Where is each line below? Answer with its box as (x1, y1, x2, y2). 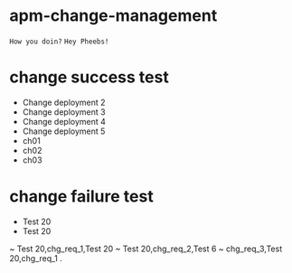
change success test (9, 67, 169, 88)
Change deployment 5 (22, 126, 106, 136)
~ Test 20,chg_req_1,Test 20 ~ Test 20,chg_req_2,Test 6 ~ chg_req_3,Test (9, 243, 283, 254)
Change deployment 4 (22, 116, 107, 127)
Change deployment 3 (22, 106, 106, 118)
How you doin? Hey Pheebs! (9, 37, 109, 46)
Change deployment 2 (22, 97, 106, 108)
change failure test (9, 186, 154, 207)
